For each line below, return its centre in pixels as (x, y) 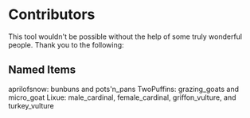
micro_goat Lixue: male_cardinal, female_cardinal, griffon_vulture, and (122, 97)
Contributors (52, 15)
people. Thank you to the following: (66, 44)
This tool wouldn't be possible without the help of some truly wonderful (125, 36)
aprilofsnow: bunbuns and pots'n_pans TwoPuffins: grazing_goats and (123, 89)
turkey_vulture (31, 105)
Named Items (42, 70)
